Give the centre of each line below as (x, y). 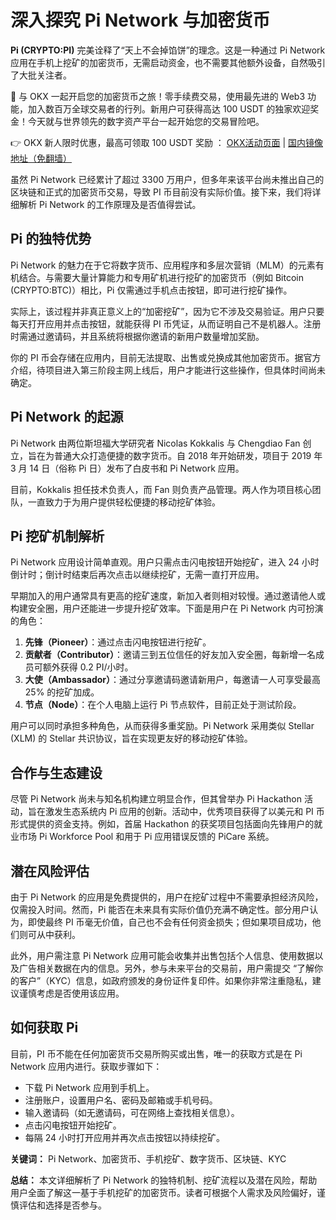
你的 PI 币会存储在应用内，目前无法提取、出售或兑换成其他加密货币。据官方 (166, 357)
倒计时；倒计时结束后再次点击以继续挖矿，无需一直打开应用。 (137, 575)
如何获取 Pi (44, 1027)
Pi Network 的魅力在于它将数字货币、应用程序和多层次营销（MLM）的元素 (163, 265)
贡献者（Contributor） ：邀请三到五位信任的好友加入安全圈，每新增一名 (170, 655)
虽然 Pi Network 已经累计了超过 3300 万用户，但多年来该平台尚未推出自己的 (167, 179)
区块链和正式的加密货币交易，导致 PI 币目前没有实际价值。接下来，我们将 (161, 192)
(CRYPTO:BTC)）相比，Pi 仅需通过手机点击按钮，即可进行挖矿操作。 (151, 290)
